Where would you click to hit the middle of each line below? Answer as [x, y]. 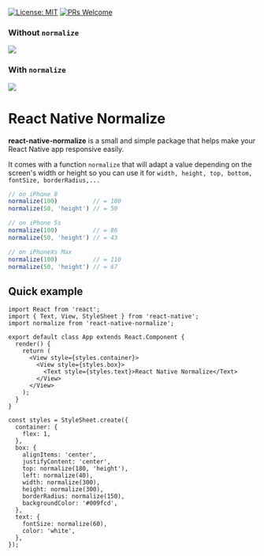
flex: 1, [37, 434]
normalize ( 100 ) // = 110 [65, 259]
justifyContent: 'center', [67, 462]
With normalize [37, 70]
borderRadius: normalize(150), [74, 497]
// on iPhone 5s [35, 223]
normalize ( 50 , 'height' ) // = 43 [63, 237]
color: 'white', [49, 531]
